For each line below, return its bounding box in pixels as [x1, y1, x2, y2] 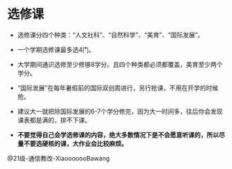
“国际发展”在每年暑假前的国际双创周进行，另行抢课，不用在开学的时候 [17, 83, 219, 92]
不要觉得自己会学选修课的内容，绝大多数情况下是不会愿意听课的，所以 [17, 130, 219, 139]
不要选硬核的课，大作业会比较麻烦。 [23, 139, 127, 147]
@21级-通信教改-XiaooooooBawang [7, 154, 110, 162]
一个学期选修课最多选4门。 [17, 45, 95, 54]
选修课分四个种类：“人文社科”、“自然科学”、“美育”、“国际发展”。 [17, 31, 204, 39]
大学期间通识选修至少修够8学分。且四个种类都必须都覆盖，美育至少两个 [17, 60, 223, 68]
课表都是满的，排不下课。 [17, 115, 91, 124]
